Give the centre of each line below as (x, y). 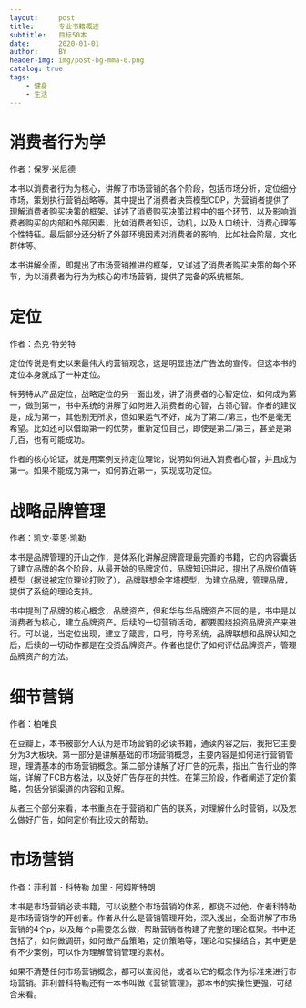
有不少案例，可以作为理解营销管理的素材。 (89, 952)
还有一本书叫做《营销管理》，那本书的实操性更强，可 (187, 983)
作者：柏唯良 (33, 724)
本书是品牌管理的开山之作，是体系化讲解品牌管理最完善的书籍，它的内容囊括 (153, 557)
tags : (20, 78)
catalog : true (36, 69)
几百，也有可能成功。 (49, 440)
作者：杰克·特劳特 (43, 344)
